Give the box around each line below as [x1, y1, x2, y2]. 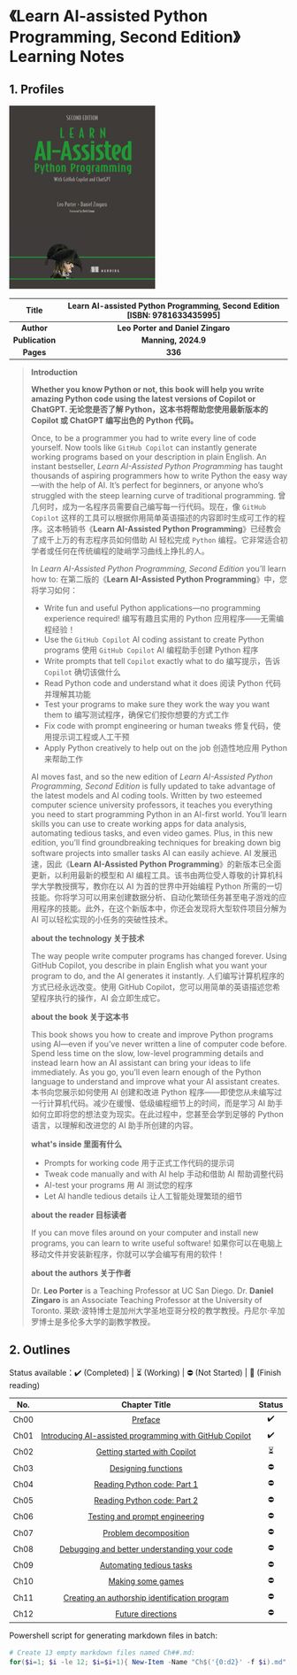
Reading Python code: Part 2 [94, 1495, 199, 1506]
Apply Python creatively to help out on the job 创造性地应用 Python [43, 742, 287, 753]
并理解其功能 [43, 689, 91, 699]
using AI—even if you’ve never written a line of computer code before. [30, 1038, 287, 1049]
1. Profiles [9, 81, 65, 96]
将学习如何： [30, 584, 78, 595]
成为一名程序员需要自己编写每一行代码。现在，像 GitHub [61, 501, 267, 512]
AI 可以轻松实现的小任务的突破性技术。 [30, 914, 173, 924]
